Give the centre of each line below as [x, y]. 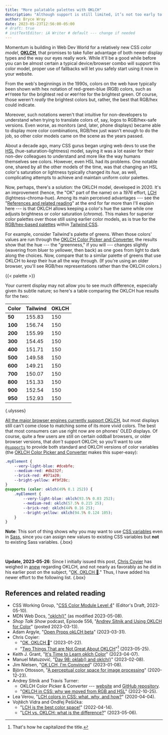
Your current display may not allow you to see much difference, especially [81, 285]
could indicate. [20, 105]
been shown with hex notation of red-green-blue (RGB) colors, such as [78, 89]
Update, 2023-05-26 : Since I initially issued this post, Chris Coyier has [78, 562]
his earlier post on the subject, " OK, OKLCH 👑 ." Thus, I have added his [77, 572]
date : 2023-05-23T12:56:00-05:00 [40, 24]
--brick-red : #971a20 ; [38, 475]
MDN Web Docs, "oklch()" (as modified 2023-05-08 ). [68, 616]
